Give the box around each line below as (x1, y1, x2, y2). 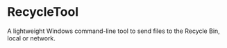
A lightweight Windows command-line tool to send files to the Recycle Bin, (7, 27, 220, 35)
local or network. (7, 34, 56, 42)
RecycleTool (7, 4, 79, 20)
